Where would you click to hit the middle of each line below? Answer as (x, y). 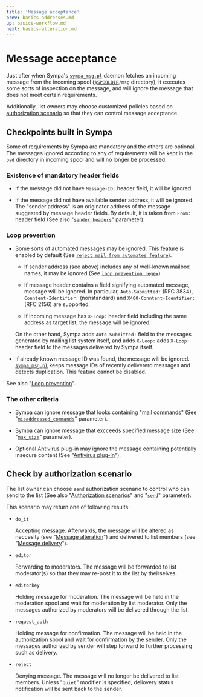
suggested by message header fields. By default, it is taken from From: (103, 213)
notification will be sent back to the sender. (69, 689)
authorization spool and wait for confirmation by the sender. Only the (101, 639)
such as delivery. (36, 652)
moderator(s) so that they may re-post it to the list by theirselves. (96, 573)
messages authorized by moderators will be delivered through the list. (102, 609)
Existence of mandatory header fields (63, 175)
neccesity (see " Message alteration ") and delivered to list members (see (105, 536)
